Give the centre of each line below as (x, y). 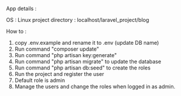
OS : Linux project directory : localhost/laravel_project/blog (78, 20)
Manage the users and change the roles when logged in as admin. (95, 87)
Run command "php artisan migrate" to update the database (88, 62)
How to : (16, 31)
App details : (22, 9)
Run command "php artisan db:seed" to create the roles (83, 68)
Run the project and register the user (59, 74)
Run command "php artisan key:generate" (65, 55)
